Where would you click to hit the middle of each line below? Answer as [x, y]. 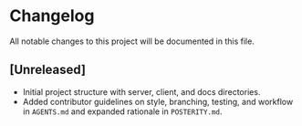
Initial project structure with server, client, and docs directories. [141, 91]
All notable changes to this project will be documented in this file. [132, 41]
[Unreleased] [48, 70]
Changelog [52, 16]
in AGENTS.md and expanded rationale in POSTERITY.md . [122, 111]
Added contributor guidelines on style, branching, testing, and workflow [158, 101]
